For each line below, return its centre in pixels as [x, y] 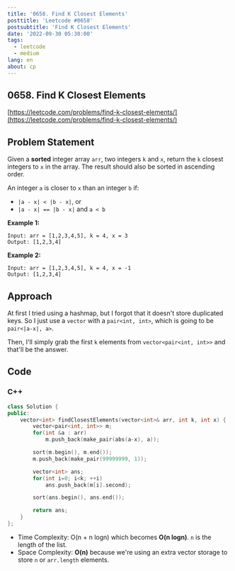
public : [19, 413]
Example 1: [24, 223]
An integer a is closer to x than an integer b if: [73, 188]
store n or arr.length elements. [63, 560]
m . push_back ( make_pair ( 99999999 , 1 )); [90, 459]
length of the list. [42, 544]
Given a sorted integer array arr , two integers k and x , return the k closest [115, 159]
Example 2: [24, 255]
